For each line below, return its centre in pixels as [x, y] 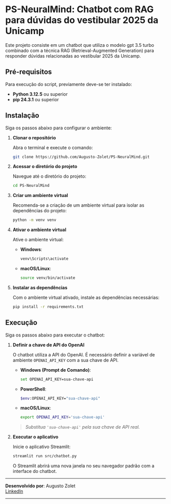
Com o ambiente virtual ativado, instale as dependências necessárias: [86, 297]
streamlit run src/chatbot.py [45, 456]
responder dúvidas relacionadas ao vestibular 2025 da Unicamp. [73, 56]
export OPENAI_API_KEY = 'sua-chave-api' [63, 417]
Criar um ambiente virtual [40, 195]
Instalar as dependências [40, 287]
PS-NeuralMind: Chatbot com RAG [80, 9]
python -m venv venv [34, 220]
